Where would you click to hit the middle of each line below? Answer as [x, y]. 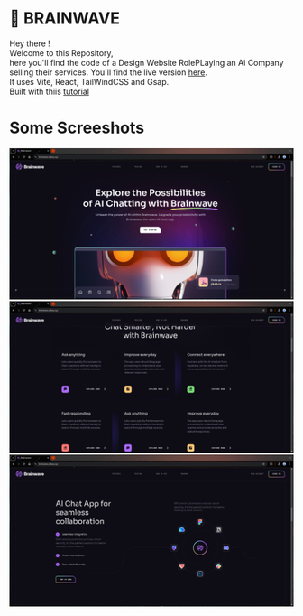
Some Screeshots [77, 128]
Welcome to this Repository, [62, 52]
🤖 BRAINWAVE [64, 19]
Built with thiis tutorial [50, 91]
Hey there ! [30, 43]
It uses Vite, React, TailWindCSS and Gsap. [89, 81]
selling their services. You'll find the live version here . [108, 72]
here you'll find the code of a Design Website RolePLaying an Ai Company [147, 62]
